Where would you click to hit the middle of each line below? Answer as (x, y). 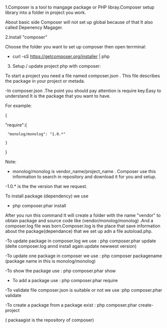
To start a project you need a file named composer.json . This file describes (83, 76)
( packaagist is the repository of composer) (50, 320)
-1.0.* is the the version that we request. (46, 186)
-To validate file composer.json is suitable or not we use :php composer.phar (84, 290)
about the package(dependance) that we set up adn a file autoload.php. (79, 231)
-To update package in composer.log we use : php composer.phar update (81, 241)
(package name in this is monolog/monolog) (50, 261)
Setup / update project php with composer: (57, 66)
